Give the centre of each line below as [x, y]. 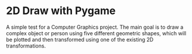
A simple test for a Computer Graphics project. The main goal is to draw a [95, 27]
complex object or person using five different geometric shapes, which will [96, 33]
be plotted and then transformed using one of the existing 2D [80, 39]
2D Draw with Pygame [61, 11]
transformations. [26, 46]
